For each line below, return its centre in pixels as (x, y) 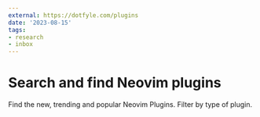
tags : (17, 30)
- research (26, 37)
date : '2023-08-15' (40, 23)
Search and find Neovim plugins (115, 83)
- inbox (21, 44)
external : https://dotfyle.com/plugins (73, 15)
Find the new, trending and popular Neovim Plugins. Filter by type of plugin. (130, 105)
